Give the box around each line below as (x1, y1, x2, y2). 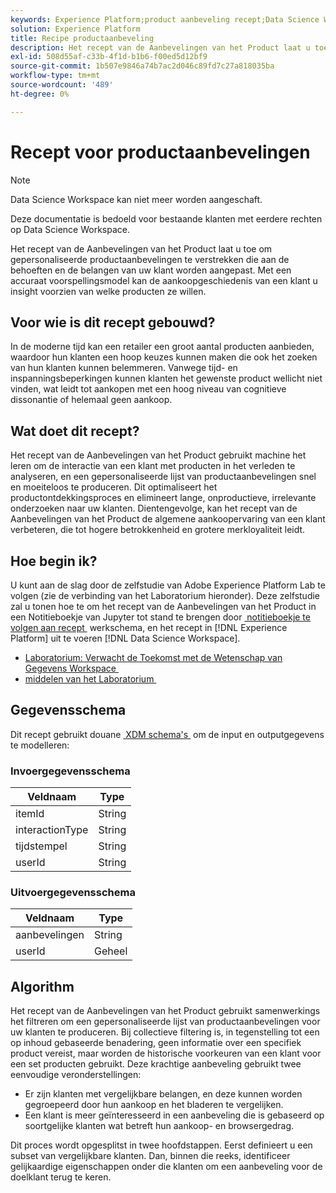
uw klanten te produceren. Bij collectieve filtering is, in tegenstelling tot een (10, 1026, 320, 1038)
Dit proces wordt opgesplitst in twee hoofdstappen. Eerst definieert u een (10, 1139, 313, 1151)
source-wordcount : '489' (10, 80, 114, 90)
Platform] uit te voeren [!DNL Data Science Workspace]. (10, 632, 241, 644)
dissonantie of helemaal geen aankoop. (10, 394, 173, 406)
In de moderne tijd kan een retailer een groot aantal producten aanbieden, (10, 341, 315, 353)
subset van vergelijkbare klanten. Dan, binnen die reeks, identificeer (10, 1150, 291, 1162)
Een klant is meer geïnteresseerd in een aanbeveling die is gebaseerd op (24, 1109, 325, 1121)
